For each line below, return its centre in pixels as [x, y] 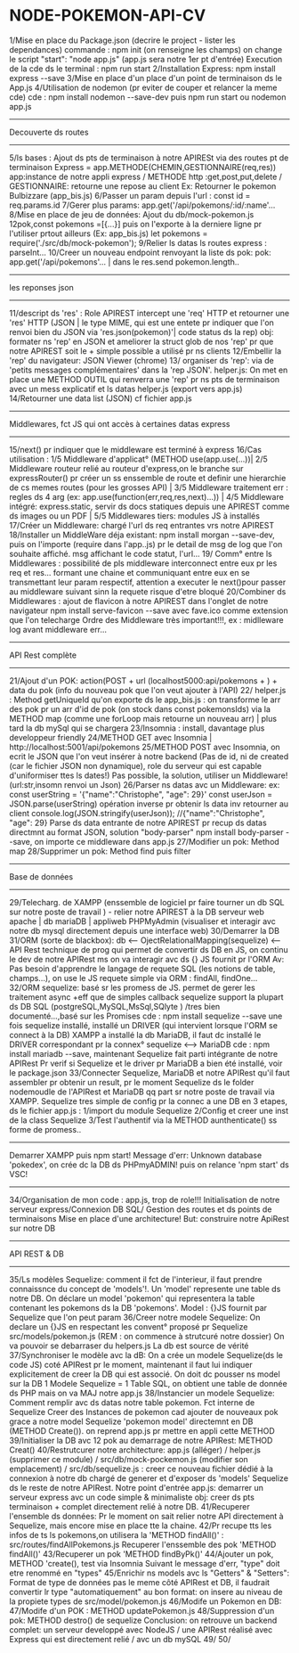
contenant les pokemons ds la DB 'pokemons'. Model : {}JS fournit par [138, 1307]
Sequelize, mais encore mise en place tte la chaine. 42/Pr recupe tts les [141, 1526]
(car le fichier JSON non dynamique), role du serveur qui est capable [136, 765]
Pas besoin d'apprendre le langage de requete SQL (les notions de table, [142, 969]
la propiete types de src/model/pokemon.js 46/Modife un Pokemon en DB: [145, 1601]
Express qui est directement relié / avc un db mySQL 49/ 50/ [120, 1639]
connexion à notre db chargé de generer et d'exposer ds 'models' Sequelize [149, 1478]
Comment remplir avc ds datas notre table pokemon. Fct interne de [132, 1402]
